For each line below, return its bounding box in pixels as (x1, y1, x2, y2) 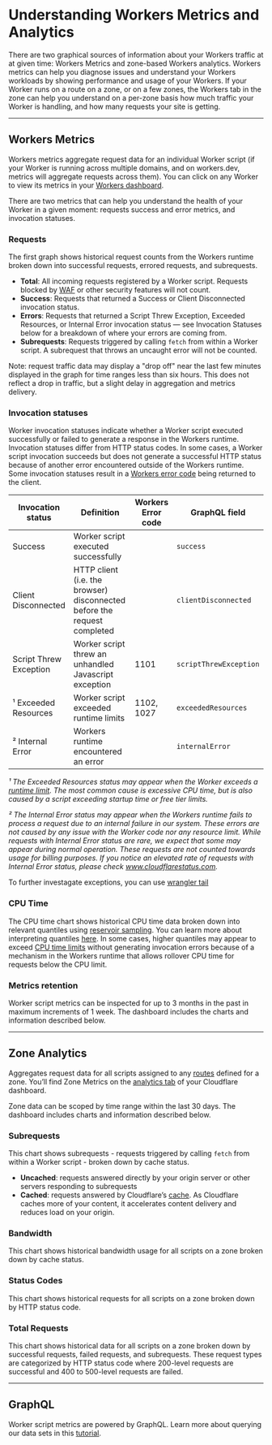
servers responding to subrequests (19, 1182, 138, 1192)
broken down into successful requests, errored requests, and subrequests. (8, 261, 257, 270)
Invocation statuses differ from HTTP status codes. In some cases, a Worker (8, 443, 263, 452)
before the (73, 605, 113, 617)
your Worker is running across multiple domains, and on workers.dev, (8, 162, 240, 172)
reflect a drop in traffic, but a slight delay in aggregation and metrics (8, 379, 236, 388)
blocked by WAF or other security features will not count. (19, 285, 211, 295)
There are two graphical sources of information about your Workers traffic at (8, 50, 264, 59)
